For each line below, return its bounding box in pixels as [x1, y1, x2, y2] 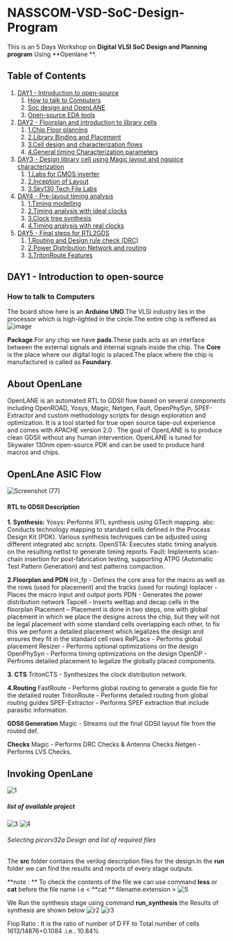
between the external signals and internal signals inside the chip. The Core [7, 343, 221, 351]
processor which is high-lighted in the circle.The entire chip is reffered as [7, 315, 217, 324]
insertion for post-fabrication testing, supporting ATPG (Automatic [24, 555, 214, 563]
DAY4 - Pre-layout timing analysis [17, 192, 114, 200]
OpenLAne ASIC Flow [7, 468, 102, 480]
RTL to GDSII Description [7, 502, 80, 511]
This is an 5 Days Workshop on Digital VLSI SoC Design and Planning [7, 42, 207, 51]
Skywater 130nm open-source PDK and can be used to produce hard [7, 441, 205, 449]
